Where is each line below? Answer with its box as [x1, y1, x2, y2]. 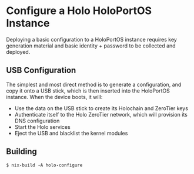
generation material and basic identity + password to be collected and [6, 42, 176, 49]
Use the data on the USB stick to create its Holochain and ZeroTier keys [14, 104, 188, 112]
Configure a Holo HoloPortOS [6, 4, 152, 18]
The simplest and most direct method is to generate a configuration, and [6, 81, 182, 88]
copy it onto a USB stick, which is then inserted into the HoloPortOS [6, 87, 170, 94]
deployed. [6, 48, 31, 55]
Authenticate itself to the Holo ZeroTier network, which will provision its [14, 111, 188, 118]
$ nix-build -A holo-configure [6, 162, 83, 168]
